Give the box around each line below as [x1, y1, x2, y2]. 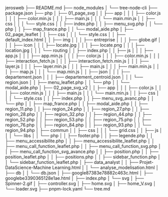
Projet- [139, 159, 154, 165]
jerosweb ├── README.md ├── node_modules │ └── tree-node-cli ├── [5, 5, 157, 11]
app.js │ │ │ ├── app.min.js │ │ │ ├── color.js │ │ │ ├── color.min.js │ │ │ [5, 53, 160, 59]
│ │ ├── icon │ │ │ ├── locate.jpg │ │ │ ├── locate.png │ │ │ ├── [5, 42, 145, 48]
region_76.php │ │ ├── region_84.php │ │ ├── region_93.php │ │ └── [5, 122, 151, 128]
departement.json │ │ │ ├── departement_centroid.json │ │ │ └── [5, 74, 143, 80]
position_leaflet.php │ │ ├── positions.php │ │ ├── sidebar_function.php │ [5, 154, 161, 160]
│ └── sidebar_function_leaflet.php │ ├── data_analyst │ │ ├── [5, 159, 138, 165]
